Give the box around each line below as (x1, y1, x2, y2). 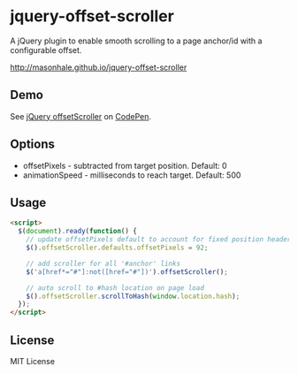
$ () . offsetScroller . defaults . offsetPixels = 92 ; (26, 243, 209, 252)
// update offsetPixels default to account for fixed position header (26, 235, 292, 244)
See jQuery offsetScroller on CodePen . (10, 111, 151, 121)
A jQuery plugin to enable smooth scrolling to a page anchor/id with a (10, 35, 263, 46)
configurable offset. (10, 44, 82, 55)
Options (10, 137, 56, 152)
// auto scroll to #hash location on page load (26, 283, 204, 293)
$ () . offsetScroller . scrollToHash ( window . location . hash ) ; (26, 292, 241, 301)
